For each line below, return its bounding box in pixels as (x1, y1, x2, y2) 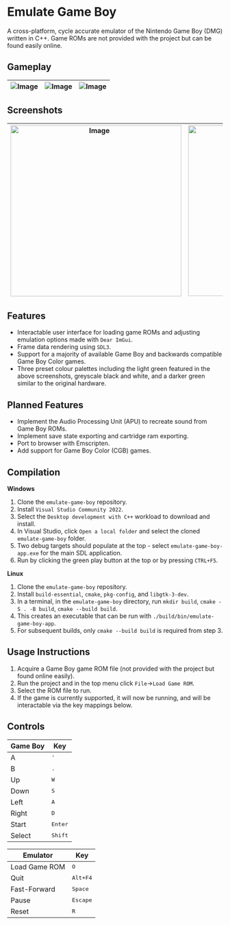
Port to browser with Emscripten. (16, 440, 110, 448)
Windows (7, 485, 35, 492)
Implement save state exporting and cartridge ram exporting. (16, 432, 189, 440)
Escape (71, 896, 92, 904)
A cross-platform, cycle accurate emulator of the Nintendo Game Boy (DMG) (7, 27, 223, 35)
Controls (7, 721, 45, 732)
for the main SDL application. (40, 549, 123, 557)
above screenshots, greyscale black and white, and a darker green (16, 372, 205, 381)
